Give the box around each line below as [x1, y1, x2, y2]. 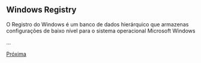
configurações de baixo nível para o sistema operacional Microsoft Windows [6, 27, 196, 34]
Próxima [6, 50, 27, 58]
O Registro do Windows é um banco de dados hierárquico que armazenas [6, 20, 189, 28]
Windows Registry [6, 5, 77, 15]
